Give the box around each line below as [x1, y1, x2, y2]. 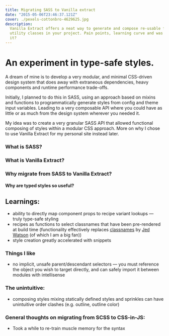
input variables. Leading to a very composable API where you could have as [5, 105, 162, 111]
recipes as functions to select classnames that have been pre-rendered [12, 221, 161, 227]
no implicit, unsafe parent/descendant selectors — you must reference [12, 261, 159, 267]
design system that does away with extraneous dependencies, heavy [5, 79, 149, 85]
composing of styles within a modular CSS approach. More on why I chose [5, 125, 160, 131]
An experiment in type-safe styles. [5, 57, 154, 68]
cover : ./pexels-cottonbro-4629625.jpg [5, 17, 89, 22]
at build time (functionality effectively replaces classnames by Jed [12, 226, 150, 232]
